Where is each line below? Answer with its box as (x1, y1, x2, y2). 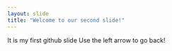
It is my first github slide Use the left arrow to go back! (7, 36, 166, 44)
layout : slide (7, 10, 50, 17)
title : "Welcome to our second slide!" (7, 17, 125, 24)
